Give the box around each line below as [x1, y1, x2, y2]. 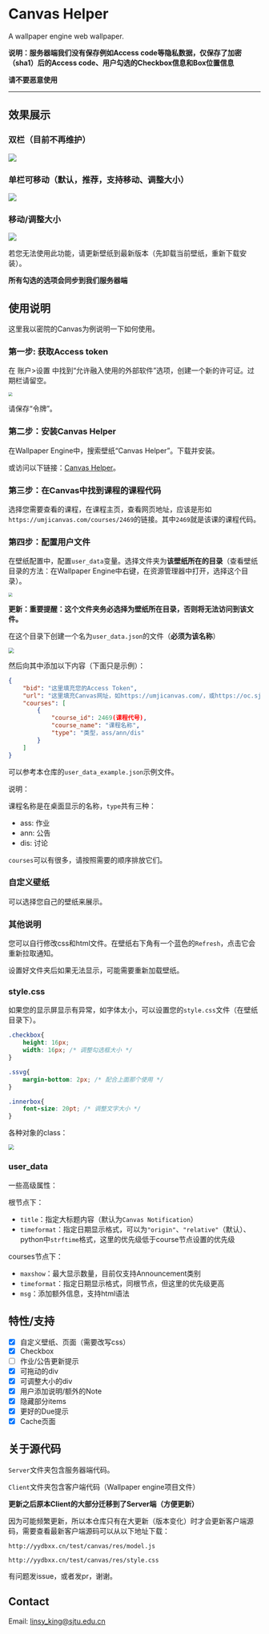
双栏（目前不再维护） [8, 134, 90, 145]
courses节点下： [8, 1252, 63, 1261]
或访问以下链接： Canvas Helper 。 [8, 463, 121, 472]
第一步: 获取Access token [8, 346, 109, 357]
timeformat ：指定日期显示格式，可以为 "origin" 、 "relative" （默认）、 [19, 1224, 251, 1234]
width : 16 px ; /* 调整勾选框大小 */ [22, 1046, 133, 1054]
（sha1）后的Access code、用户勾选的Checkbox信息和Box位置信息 [8, 58, 235, 67]
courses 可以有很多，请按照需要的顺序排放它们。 [8, 855, 167, 864]
